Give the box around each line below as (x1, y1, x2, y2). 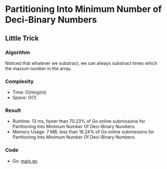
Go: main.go (12, 158, 38, 164)
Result (5, 107, 21, 114)
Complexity (5, 78, 34, 85)
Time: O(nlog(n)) (12, 89, 47, 95)
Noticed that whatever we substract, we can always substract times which (5, 60, 158, 66)
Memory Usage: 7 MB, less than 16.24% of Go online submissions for (12, 129, 155, 135)
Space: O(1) (12, 95, 37, 101)
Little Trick (5, 34, 39, 42)
